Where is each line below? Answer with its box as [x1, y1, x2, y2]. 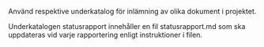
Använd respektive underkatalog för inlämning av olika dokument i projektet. [8, 7, 257, 16]
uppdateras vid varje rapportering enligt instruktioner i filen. [8, 31, 203, 39]
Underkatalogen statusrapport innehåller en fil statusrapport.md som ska [8, 22, 246, 31]
